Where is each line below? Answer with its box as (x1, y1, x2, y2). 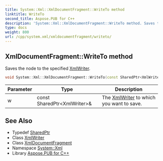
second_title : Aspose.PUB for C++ (5, 16, 75, 21)
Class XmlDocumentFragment (12, 140, 72, 146)
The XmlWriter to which (101, 94, 156, 101)
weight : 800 (5, 30, 29, 35)
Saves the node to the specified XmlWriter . (5, 65, 91, 71)
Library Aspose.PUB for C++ (12, 150, 69, 156)
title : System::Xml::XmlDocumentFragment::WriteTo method (5, 7, 125, 12)
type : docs (5, 25, 27, 30)
